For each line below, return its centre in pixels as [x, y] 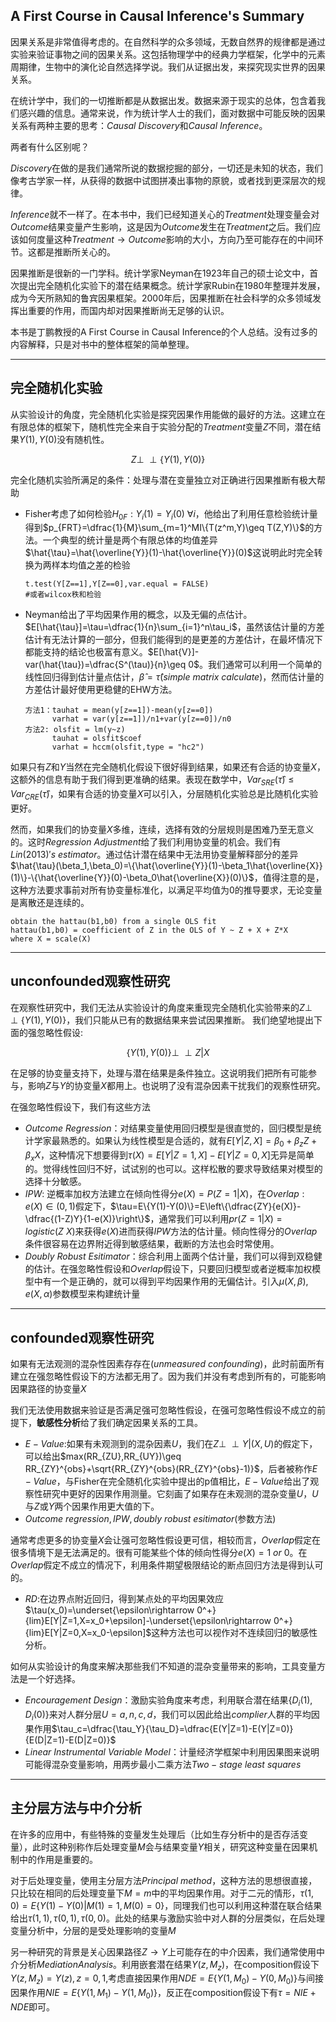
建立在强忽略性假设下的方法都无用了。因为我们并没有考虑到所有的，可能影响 [168, 1376]
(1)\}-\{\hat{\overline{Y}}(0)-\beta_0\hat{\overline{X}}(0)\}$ [132, 878]
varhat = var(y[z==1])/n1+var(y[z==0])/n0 [141, 719]
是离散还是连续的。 [50, 903]
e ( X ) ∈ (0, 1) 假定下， [67, 1206]
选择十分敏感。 [55, 1181]
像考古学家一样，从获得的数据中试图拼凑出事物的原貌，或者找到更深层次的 [163, 180]
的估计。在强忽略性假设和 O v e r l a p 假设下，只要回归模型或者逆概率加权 [168, 1269]
